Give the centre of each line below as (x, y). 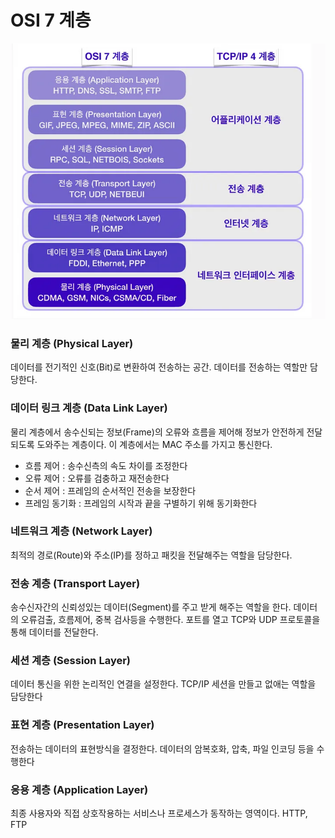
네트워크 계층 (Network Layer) (81, 531)
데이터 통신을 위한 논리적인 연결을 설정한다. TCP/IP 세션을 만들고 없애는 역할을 (163, 684)
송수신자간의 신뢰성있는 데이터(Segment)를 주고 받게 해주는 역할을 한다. (151, 607)
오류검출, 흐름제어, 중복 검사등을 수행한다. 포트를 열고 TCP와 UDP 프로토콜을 (170, 620)
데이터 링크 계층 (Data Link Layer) (89, 408)
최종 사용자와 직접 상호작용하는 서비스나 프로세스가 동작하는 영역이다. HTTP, (159, 813)
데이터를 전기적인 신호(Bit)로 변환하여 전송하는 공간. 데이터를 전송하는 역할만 (159, 367)
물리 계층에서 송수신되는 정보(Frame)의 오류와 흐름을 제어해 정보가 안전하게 (157, 432)
